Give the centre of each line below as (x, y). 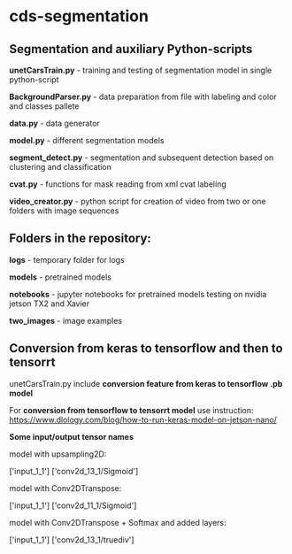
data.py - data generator (54, 123)
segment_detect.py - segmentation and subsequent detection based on (142, 158)
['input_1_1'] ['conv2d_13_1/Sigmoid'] (74, 471)
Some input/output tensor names (72, 436)
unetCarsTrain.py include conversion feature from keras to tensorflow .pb (146, 383)
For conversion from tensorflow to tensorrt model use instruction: (131, 410)
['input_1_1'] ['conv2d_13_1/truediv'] (72, 539)
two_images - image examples (65, 320)
